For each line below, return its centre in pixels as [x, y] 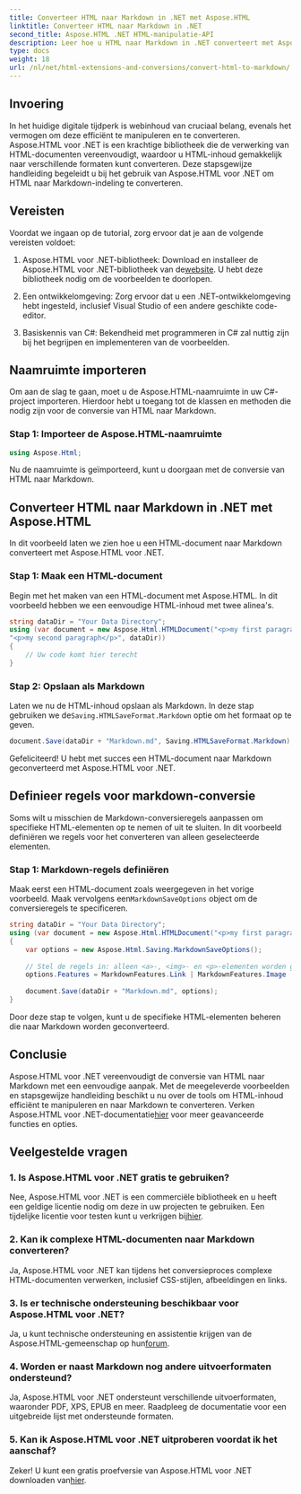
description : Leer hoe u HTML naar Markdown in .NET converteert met [142, 43]
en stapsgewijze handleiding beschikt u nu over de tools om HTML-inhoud [146, 1095]
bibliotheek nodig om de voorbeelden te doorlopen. [117, 278]
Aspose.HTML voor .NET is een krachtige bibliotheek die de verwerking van [149, 144]
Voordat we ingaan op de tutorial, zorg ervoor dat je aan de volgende [137, 232]
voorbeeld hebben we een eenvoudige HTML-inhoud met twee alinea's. [142, 605]
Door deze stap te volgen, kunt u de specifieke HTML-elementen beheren [145, 1017]
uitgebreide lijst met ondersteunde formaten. [92, 1416]
